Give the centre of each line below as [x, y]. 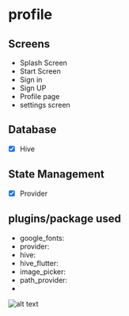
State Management [56, 175]
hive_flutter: [39, 263]
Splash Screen [43, 63]
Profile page [40, 96]
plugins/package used [64, 219]
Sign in [31, 80]
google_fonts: [42, 238]
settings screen [45, 105]
